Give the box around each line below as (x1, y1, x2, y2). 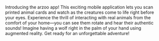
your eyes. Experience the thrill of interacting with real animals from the (5, 15, 151, 20)
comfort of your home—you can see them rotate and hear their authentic (5, 20, 154, 26)
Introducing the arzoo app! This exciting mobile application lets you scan (5, 4, 154, 10)
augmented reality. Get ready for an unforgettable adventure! (5, 31, 130, 36)
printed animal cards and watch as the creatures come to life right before (5, 9, 155, 15)
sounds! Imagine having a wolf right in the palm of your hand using (5, 25, 142, 31)
